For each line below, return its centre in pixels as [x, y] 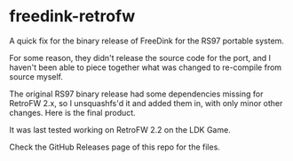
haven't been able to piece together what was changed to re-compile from [146, 67]
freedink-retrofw [72, 16]
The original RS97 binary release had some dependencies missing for [136, 94]
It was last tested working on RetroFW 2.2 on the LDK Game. [120, 129]
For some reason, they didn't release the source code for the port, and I [140, 57]
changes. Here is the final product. [72, 112]
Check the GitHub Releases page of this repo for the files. [115, 147]
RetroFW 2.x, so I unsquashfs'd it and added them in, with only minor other [146, 103]
